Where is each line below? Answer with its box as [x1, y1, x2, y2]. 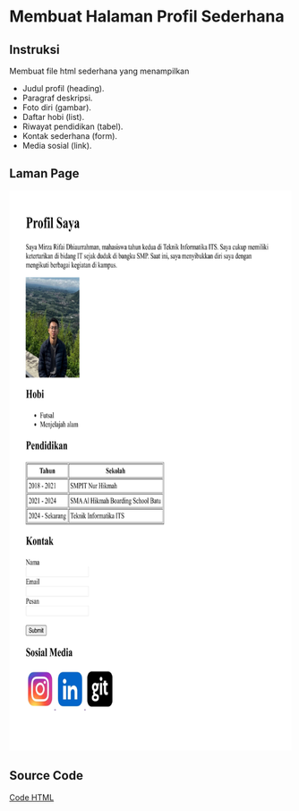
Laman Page [9, 166, 80, 181]
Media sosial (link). [21, 141, 92, 151]
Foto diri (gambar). [21, 102, 92, 113]
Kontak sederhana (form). [21, 131, 118, 141]
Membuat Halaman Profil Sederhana [9, 6, 285, 27]
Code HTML [9, 791, 55, 803]
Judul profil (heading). [21, 83, 105, 93]
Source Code [9, 768, 83, 783]
